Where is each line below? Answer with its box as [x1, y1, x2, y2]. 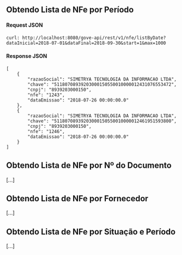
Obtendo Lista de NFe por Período [6, 5, 134, 15]
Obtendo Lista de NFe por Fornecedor [6, 193, 149, 204]
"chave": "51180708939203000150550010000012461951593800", [27, 118, 177, 124]
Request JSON [6, 21, 43, 29]
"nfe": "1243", [27, 92, 65, 98]
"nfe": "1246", [27, 128, 65, 134]
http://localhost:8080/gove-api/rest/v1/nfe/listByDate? [21, 35, 167, 41]
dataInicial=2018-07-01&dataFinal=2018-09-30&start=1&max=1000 [6, 40, 167, 46]
